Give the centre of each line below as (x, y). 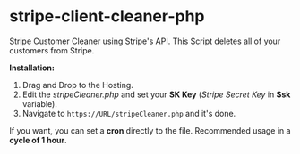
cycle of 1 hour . (38, 140)
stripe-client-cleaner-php (107, 16)
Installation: (32, 68)
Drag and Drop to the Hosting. (78, 85)
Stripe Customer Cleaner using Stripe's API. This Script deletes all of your (145, 41)
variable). (40, 103)
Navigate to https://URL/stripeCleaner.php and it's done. (129, 113)
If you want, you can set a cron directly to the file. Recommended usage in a (150, 130)
